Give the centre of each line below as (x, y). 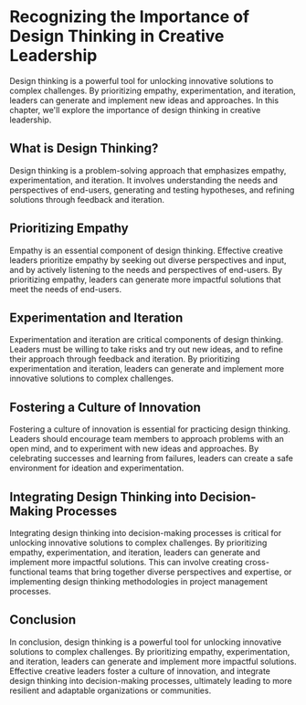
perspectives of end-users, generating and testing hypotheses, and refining (152, 190)
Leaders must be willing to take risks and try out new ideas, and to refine (146, 350)
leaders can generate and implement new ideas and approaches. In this (144, 100)
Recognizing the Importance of (129, 17)
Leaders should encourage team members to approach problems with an (147, 439)
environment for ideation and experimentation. (97, 468)
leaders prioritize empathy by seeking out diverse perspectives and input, (148, 260)
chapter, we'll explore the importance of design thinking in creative (135, 110)
